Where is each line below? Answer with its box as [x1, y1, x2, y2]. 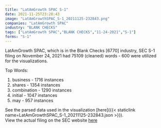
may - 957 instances [12, 97, 54, 103]
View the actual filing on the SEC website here [5, 117, 98, 123]
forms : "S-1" [5, 35, 32, 39]
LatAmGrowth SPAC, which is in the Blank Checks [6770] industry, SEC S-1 [5, 47, 155, 54]
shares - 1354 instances [12, 82, 61, 88]
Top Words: [5, 67, 28, 73]
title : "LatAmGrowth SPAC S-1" [5, 7, 69, 12]
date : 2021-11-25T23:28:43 [5, 12, 60, 17]
